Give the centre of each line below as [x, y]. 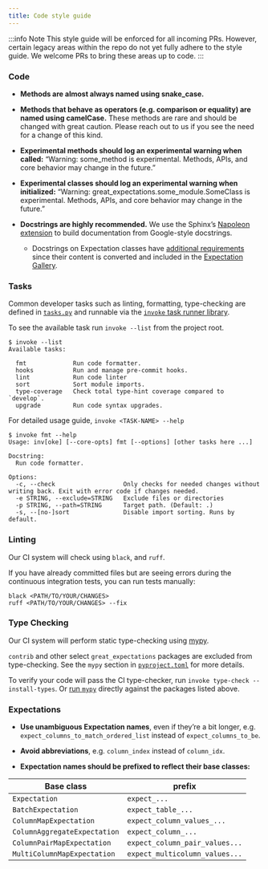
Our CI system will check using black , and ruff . [87, 557]
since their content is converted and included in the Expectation [137, 257]
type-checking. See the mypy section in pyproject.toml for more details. [126, 664]
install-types [32, 689]
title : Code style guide [50, 16]
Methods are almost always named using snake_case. [112, 94]
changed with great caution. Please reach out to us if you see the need [137, 126]
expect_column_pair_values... [185, 843]
